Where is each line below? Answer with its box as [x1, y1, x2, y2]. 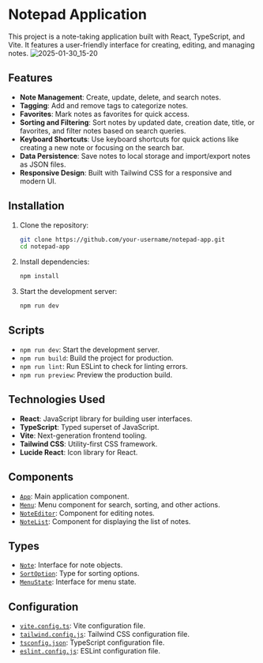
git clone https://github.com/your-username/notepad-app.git [19, 235, 226, 243]
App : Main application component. [19, 492, 130, 501]
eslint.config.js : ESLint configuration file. [19, 646, 160, 656]
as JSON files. [19, 160, 66, 169]
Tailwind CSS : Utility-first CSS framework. [19, 439, 158, 448]
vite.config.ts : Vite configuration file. [19, 621, 146, 631]
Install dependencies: [19, 257, 90, 266]
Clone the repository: [19, 220, 89, 230]
